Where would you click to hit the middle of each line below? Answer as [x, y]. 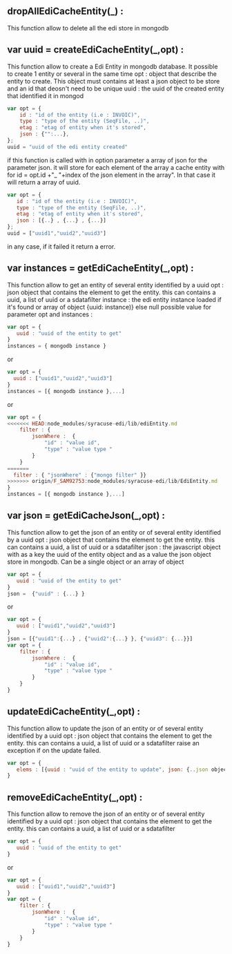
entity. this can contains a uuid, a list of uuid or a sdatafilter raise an [104, 743]
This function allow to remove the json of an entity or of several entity [106, 814]
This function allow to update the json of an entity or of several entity [105, 728]
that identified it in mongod [46, 95]
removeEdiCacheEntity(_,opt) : [75, 797]
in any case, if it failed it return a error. [61, 246]
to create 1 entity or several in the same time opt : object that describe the [112, 74]
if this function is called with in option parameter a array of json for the [107, 160]
